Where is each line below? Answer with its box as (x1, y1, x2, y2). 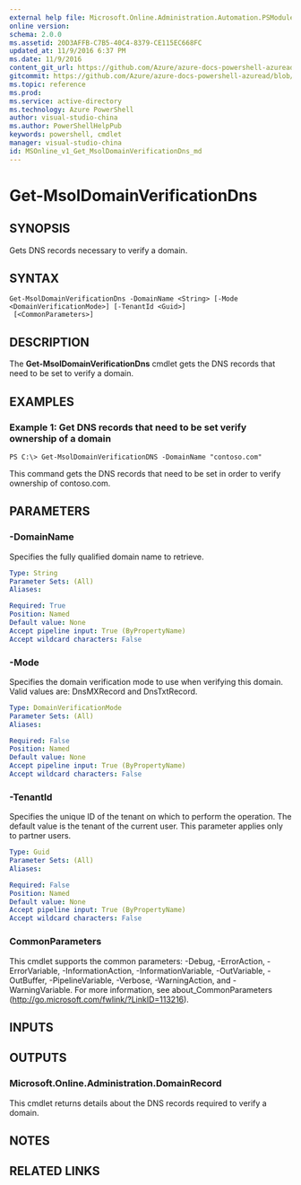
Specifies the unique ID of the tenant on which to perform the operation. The (9, 812, 292, 822)
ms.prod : (9, 88, 42, 97)
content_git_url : (9, 64, 74, 73)
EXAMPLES (9, 394, 74, 409)
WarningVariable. (9, 984, 73, 995)
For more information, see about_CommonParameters (74, 984, 273, 995)
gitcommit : (9, 72, 50, 81)
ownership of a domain (9, 432, 112, 444)
